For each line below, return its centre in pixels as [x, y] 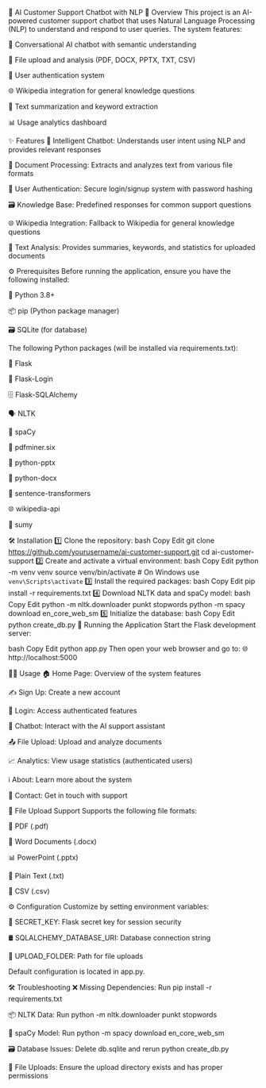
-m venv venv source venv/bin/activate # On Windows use [104, 572]
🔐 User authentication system [56, 75]
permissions [29, 1076]
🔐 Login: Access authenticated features [73, 711]
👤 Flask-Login [31, 379]
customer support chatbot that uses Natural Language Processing [147, 21]
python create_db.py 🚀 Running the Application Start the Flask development [132, 625]
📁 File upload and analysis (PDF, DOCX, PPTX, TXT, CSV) [102, 60]
